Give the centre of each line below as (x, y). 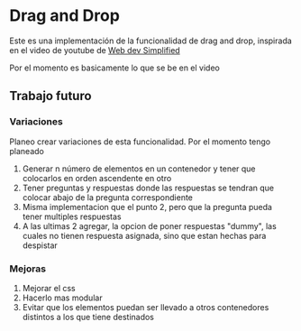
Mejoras (28, 269)
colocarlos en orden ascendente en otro (97, 178)
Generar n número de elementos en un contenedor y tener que (139, 169)
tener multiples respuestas (72, 216)
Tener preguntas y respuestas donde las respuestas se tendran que (148, 188)
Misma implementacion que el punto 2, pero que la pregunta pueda (147, 207)
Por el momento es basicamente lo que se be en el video (115, 68)
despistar (40, 245)
